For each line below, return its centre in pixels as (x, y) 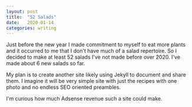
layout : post (22, 11)
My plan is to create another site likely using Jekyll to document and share (96, 75)
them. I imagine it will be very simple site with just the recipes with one (92, 81)
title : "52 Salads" (32, 17)
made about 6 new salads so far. (46, 63)
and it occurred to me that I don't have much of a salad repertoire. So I (92, 51)
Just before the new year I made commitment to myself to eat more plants (96, 45)
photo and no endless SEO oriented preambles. (63, 87)
